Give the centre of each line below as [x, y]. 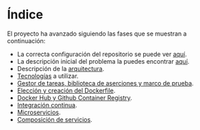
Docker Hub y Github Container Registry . [74, 97]
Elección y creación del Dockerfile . [66, 90]
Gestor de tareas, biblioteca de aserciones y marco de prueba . [105, 83]
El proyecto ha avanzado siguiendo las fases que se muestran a [97, 34]
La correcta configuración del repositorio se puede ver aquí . [102, 54]
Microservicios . [39, 112]
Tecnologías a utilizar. [48, 76]
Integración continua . [47, 105]
